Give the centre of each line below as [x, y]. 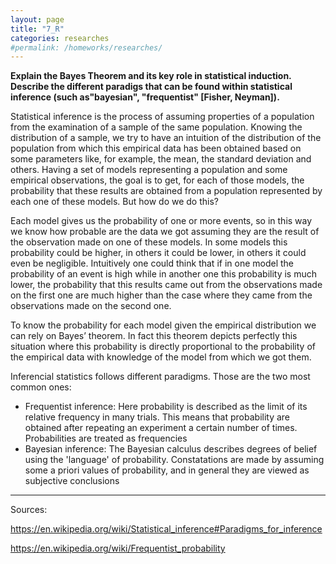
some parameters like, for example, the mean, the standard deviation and [161, 159]
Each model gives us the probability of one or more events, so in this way [161, 221]
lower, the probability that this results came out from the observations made [166, 285]
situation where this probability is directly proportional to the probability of [163, 347]
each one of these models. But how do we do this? [114, 202]
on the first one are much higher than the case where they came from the [161, 295]
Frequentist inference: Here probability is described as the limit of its [166, 407]
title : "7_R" [37, 29]
